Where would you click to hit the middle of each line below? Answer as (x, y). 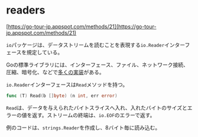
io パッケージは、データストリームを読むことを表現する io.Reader (85, 45)
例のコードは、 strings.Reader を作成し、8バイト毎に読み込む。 (83, 128)
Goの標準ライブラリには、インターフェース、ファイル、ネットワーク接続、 (98, 65)
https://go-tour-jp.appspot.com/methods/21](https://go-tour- (82, 26)
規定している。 (45, 52)
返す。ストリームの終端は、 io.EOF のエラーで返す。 (93, 115)
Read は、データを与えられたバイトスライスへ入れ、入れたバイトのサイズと (97, 108)
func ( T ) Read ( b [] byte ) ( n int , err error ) (62, 96)
